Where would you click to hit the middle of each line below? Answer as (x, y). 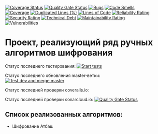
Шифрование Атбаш (33, 126)
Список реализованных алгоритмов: (64, 114)
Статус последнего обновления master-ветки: (53, 75)
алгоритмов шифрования (59, 53)
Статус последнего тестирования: (40, 66)
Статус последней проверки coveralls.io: (47, 90)
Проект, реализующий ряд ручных (79, 42)
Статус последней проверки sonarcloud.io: (49, 99)
